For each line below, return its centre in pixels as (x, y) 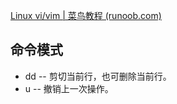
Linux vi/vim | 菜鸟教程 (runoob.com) (86, 15)
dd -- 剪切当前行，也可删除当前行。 (98, 76)
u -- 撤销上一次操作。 (69, 88)
